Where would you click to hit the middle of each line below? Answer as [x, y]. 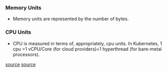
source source [20, 64]
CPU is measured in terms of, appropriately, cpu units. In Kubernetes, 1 [87, 43]
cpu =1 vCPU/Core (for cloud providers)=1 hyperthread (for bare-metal [87, 49]
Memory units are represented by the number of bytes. [71, 19]
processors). [26, 54]
